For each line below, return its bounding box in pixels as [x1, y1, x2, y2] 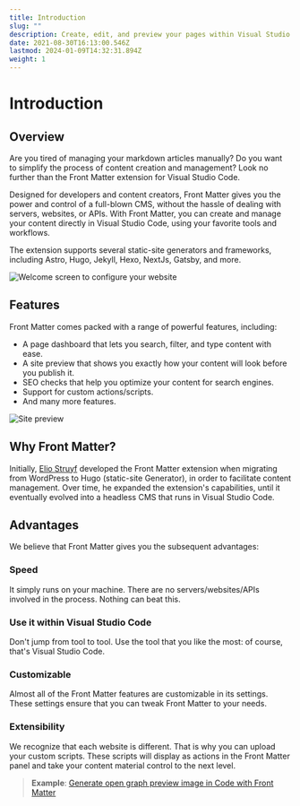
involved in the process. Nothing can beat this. [9, 594, 181, 604]
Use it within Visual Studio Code [9, 616, 152, 628]
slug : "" [9, 22, 42, 30]
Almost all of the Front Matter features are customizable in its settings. [9, 689, 269, 699]
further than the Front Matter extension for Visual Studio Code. [9, 172, 240, 182]
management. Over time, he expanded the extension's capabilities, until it [9, 481, 280, 493]
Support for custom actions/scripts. [21, 386, 154, 397]
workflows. [9, 228, 51, 238]
